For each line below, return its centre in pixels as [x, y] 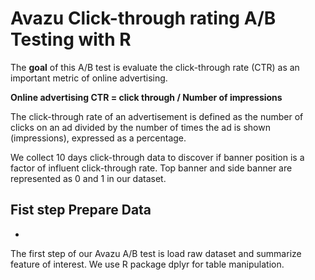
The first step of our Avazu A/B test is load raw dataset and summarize [156, 253]
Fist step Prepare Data [81, 210]
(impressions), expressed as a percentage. [98, 138]
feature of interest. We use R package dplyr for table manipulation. [147, 264]
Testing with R [71, 39]
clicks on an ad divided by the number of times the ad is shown [140, 127]
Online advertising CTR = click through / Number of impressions [146, 97]
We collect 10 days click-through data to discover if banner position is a [157, 157]
